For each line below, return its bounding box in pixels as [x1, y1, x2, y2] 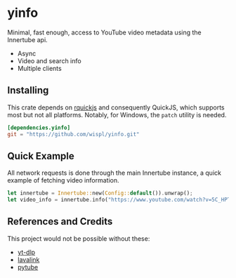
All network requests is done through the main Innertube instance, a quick [7, 168, 221, 177]
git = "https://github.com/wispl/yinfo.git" [7, 131, 140, 138]
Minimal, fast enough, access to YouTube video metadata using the [7, 28, 202, 37]
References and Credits [7, 216, 113, 227]
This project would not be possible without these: [7, 234, 150, 243]
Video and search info [17, 56, 82, 65]
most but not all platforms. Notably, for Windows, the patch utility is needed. [7, 110, 227, 119]
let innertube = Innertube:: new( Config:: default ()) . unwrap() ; [7, 190, 193, 197]
